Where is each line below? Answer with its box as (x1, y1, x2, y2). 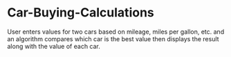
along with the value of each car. (7, 42, 100, 50)
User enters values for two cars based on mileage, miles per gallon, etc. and (7, 27, 225, 36)
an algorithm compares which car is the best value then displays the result (7, 34, 219, 43)
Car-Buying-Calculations (7, 5, 154, 21)
